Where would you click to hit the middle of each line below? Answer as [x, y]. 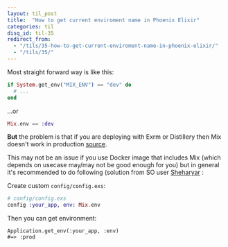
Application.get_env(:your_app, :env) [63, 231]
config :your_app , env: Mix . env [54, 205]
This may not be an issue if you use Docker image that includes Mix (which [114, 157]
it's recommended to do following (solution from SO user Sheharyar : [106, 172]
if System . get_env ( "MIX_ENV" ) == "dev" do [69, 85]
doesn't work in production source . [57, 144]
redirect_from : [29, 40]
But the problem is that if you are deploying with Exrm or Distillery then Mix [114, 137]
